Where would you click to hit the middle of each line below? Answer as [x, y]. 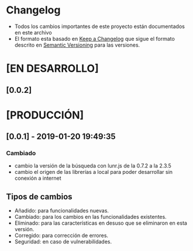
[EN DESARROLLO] [52, 69]
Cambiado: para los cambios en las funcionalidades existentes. [90, 217]
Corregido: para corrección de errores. [61, 236]
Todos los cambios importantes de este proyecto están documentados [100, 26]
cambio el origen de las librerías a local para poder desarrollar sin [94, 172]
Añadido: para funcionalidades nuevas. [62, 211]
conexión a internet [38, 178]
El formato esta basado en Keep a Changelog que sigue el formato [95, 39]
